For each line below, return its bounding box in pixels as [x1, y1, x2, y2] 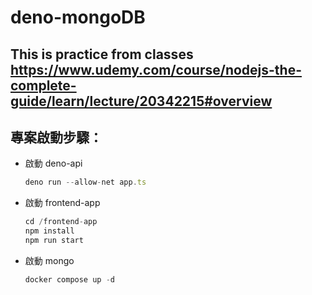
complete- [10, 77, 77, 94]
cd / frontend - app [24, 217, 98, 227]
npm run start [24, 236, 84, 246]
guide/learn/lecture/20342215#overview [10, 92, 273, 110]
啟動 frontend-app [24, 197, 101, 209]
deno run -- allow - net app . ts [24, 177, 147, 188]
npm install [24, 226, 75, 236]
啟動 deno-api [24, 157, 83, 170]
